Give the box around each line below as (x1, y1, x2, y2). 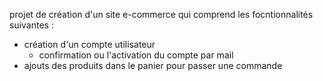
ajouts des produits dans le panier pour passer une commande (23, 60, 283, 71)
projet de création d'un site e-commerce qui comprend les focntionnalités (9, 9, 314, 20)
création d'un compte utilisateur (23, 39, 156, 50)
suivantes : (9, 19, 54, 31)
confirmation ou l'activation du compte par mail (38, 49, 234, 61)
